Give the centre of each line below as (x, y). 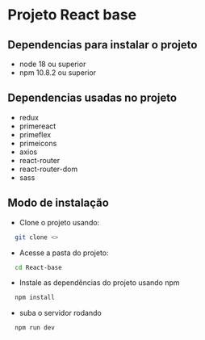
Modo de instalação (59, 203)
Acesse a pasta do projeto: (64, 253)
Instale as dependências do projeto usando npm (99, 283)
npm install (35, 298)
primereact (38, 126)
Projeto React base (72, 15)
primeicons (38, 143)
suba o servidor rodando (60, 313)
